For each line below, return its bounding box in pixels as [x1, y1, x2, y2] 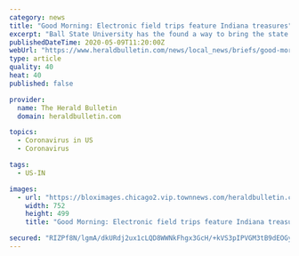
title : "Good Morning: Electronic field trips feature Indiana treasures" [9, 21, 293, 30]
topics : [9, 128, 38, 137]
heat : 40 [9, 71, 42, 80]
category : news [9, 12, 66, 22]
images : [9, 184, 38, 194]
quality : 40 [9, 63, 53, 72]
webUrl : [9, 46, 38, 55]
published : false [9, 79, 74, 88]
